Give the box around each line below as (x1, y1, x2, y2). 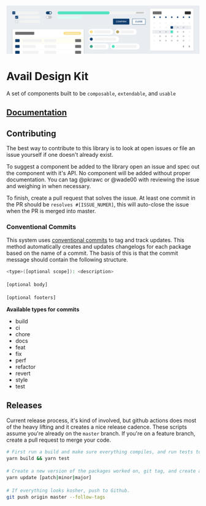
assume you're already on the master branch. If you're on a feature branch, (6, 429, 196, 437)
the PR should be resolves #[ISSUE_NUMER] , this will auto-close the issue (6, 201, 189, 208)
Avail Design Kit (6, 70, 89, 83)
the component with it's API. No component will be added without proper (6, 170, 191, 177)
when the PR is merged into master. (6, 208, 96, 215)
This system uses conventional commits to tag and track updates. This (6, 236, 185, 244)
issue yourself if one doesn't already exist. (6, 151, 113, 159)
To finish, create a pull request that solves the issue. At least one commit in (6, 194, 196, 202)
